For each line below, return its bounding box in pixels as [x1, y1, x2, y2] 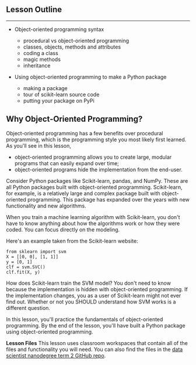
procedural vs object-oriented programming [23, 37, 129, 44]
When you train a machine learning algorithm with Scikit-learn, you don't [6, 213, 180, 220]
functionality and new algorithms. [6, 202, 86, 209]
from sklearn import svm [6, 248, 66, 254]
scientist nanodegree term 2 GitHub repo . [6, 352, 106, 359]
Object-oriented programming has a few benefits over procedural [6, 129, 163, 137]
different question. [6, 304, 51, 311]
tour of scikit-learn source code [23, 91, 100, 98]
